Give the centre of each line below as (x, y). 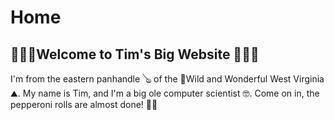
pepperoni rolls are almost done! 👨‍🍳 (84, 104)
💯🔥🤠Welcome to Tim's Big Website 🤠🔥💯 (135, 54)
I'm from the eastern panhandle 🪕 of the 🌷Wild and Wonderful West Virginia (167, 79)
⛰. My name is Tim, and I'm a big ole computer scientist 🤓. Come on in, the (165, 93)
